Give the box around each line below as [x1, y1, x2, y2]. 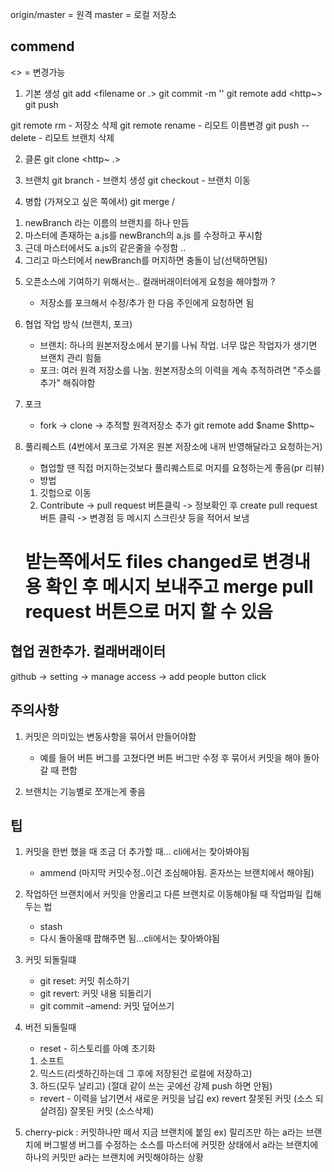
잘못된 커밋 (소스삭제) [69, 1105, 155, 1117]
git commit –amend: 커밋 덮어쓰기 [39, 1000, 175, 1012]
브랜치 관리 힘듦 [39, 351, 102, 363]
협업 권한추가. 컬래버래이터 [10, 643, 167, 660]
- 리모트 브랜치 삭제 [38, 131, 115, 143]
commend [10, 38, 75, 55]
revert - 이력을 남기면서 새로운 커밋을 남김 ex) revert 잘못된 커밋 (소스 [39, 1093, 313, 1105]
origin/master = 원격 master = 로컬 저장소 [10, 9, 177, 20]
